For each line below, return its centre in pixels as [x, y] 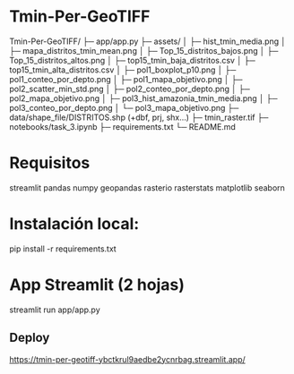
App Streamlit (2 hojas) [97, 285]
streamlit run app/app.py [55, 310]
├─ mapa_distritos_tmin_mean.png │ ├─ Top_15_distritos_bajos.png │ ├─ [144, 50]
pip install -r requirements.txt [63, 249]
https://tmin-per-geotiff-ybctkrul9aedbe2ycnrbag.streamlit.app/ [128, 359]
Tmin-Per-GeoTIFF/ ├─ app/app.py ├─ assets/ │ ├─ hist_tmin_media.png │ [148, 41]
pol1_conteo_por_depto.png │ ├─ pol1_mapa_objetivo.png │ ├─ [126, 79]
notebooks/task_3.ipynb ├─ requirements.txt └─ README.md [122, 126]
